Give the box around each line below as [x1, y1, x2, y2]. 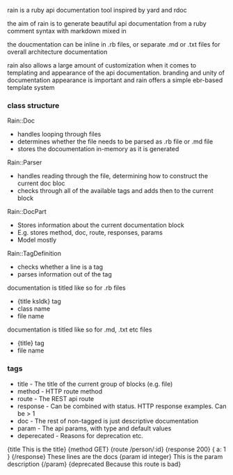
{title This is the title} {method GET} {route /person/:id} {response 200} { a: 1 [7, 445, 226, 453]
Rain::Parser [7, 158, 42, 166]
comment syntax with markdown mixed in [7, 27, 127, 35]
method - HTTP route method [17, 387, 103, 396]
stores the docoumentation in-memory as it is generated [17, 145, 179, 153]
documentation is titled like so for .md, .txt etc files [7, 325, 152, 334]
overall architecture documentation [7, 48, 108, 56]
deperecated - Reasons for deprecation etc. [17, 431, 144, 439]
